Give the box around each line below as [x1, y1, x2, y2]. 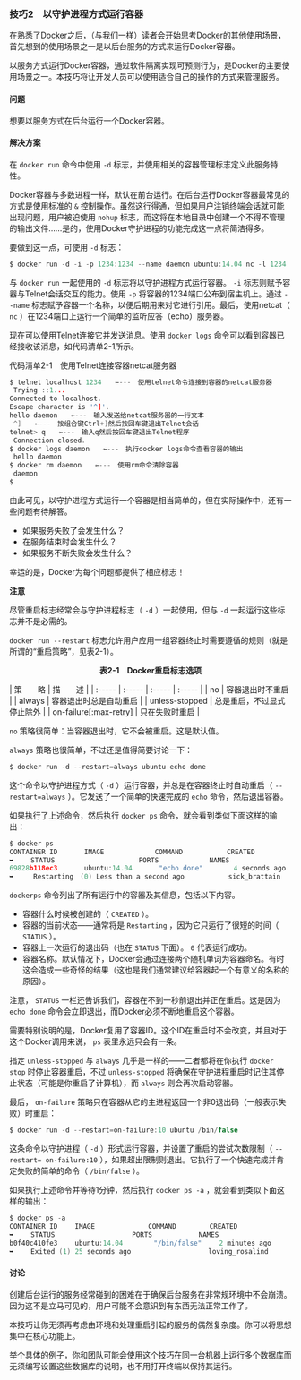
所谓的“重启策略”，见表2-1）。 [9, 646, 119, 656]
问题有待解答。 [16, 506, 73, 517]
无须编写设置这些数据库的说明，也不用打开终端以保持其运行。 [9, 1360, 237, 1371]
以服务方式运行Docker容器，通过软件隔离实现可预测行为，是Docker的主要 [9, 60, 282, 71]
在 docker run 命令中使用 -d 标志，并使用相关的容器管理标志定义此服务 [9, 159, 271, 169]
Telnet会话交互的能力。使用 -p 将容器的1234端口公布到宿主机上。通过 [24, 288, 282, 299]
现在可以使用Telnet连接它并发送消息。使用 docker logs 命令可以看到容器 [9, 330, 278, 340]
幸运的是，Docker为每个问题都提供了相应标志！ [9, 566, 185, 577]
